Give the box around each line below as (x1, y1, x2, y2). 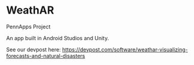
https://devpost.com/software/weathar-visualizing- (61, 45, 188, 53)
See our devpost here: (6, 45, 61, 53)
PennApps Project (6, 23, 51, 30)
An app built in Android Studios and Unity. (6, 34, 109, 41)
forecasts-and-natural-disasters (6, 52, 85, 59)
